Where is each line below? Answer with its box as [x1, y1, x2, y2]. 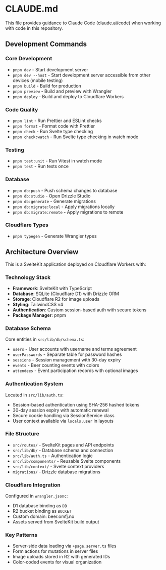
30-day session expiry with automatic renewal [12, 407, 109, 413]
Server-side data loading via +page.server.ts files [12, 543, 117, 549]
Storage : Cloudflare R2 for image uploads [12, 296, 100, 302]
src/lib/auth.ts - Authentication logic [12, 453, 93, 459]
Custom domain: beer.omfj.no [12, 513, 75, 519]
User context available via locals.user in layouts [12, 418, 114, 424]
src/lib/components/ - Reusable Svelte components [12, 458, 121, 464]
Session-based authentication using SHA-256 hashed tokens [12, 401, 140, 408]
